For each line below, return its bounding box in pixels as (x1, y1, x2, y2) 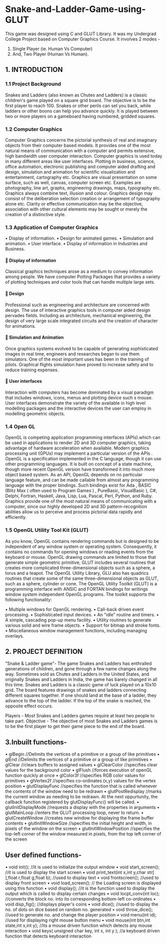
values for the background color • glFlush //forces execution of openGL (5, 767, 153, 773)
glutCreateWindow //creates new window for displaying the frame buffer (5, 815, 154, 821)
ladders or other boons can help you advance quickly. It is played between (5, 108, 159, 114)
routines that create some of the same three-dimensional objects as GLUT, (5, 575, 159, 581)
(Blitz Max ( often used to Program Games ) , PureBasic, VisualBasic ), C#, (5, 488, 157, 494)
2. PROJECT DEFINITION (5, 647, 83, 656)
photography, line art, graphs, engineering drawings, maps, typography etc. (5, 185, 161, 191)
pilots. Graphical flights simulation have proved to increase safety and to (5, 361, 154, 367)
